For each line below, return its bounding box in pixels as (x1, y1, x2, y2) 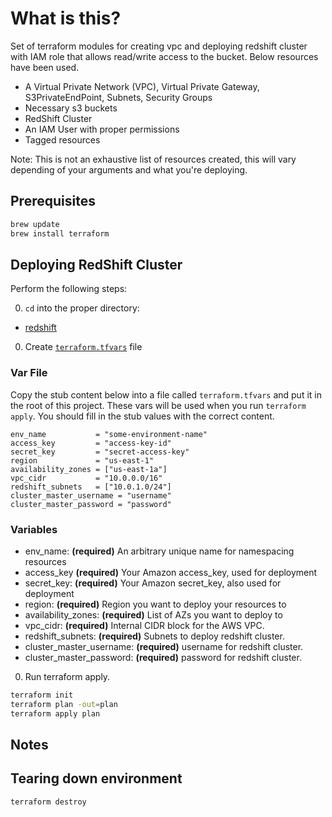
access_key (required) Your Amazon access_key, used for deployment (24, 566, 318, 578)
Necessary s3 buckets (24, 102, 118, 114)
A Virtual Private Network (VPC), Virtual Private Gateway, (24, 80, 260, 92)
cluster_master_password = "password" (10, 499, 172, 509)
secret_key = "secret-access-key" (10, 447, 190, 457)
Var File (10, 366, 48, 380)
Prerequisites (10, 193, 96, 210)
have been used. (10, 61, 80, 73)
